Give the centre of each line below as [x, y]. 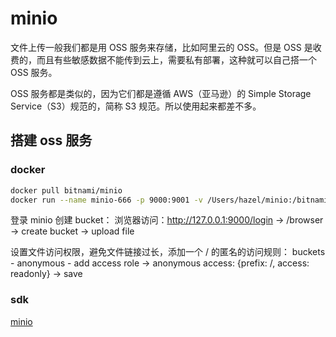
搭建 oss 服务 [51, 140]
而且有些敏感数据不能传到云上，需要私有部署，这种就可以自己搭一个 [176, 59]
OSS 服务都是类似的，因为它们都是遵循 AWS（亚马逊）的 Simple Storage [161, 93]
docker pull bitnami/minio [66, 190]
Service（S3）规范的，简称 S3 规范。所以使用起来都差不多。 [136, 106]
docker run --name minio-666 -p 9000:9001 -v [106, 200]
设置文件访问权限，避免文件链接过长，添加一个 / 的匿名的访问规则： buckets [168, 252]
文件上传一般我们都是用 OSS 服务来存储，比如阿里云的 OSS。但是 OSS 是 [161, 47]
